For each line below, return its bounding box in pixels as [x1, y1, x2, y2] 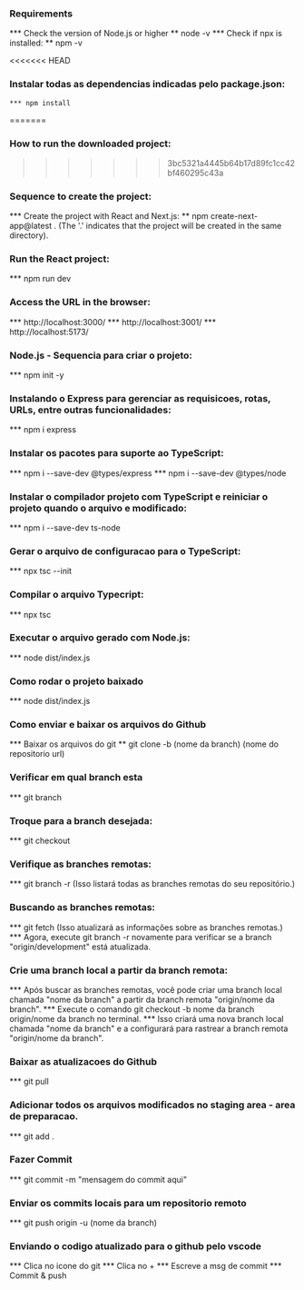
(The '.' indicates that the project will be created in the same [58, 221, 282, 232]
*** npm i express [9, 424, 77, 435]
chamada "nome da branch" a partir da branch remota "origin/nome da [9, 994, 275, 1005]
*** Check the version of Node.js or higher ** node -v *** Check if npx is [9, 28, 283, 39]
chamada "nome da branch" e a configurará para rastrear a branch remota [9, 1023, 289, 1034]
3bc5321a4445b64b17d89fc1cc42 [167, 157, 296, 168]
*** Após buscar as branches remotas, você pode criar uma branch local [9, 984, 283, 995]
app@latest [9, 221, 53, 232]
